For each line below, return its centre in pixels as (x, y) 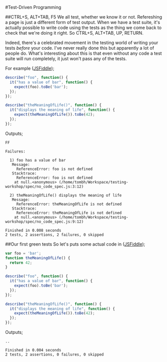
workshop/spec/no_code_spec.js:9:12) (44, 222)
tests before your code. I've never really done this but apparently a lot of (80, 48)
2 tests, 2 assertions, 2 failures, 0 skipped (54, 235)
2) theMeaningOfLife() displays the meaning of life (66, 195)
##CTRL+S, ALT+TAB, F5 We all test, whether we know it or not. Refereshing (84, 17)
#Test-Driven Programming (33, 7)
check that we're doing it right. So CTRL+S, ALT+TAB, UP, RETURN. (74, 33)
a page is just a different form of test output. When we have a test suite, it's (83, 22)
